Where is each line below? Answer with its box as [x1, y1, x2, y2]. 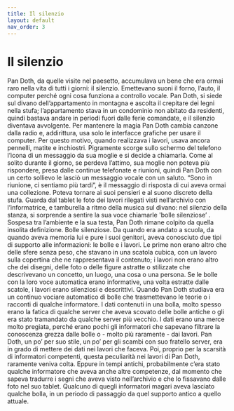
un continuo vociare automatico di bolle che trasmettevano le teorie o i [7, 292, 211, 302]
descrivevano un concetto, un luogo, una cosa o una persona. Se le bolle [7, 271, 218, 279]
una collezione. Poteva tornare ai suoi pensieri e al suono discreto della [7, 189, 213, 197]
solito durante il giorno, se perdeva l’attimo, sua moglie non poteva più [7, 159, 210, 167]
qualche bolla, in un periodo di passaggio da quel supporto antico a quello [7, 390, 221, 398]
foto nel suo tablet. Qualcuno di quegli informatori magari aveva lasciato [7, 382, 215, 391]
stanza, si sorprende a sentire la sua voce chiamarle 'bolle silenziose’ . [7, 211, 211, 220]
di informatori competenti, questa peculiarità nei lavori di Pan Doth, [7, 352, 200, 361]
